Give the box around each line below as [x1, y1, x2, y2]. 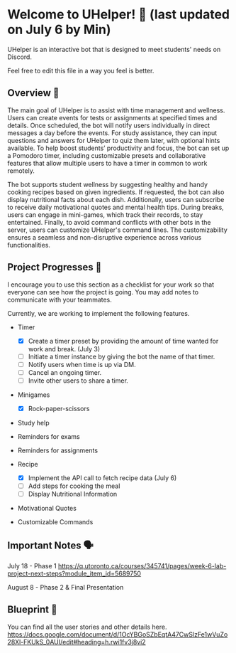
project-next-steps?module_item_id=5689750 [7, 569, 142, 578]
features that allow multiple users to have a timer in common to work [7, 159, 208, 167]
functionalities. [7, 240, 51, 249]
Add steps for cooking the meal [28, 482, 120, 490]
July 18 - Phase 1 [7, 561, 57, 570]
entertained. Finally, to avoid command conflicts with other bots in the [7, 218, 211, 226]
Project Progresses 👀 [7, 261, 102, 273]
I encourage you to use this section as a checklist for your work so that [7, 280, 215, 289]
